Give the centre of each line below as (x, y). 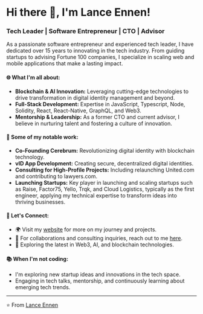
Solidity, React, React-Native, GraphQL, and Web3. (78, 111)
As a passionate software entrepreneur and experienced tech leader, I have (100, 44)
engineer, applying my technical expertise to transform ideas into (96, 195)
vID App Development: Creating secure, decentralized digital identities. (104, 163)
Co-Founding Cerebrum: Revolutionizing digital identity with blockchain (105, 150)
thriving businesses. (40, 202)
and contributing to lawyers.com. (56, 176)
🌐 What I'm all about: (33, 77)
